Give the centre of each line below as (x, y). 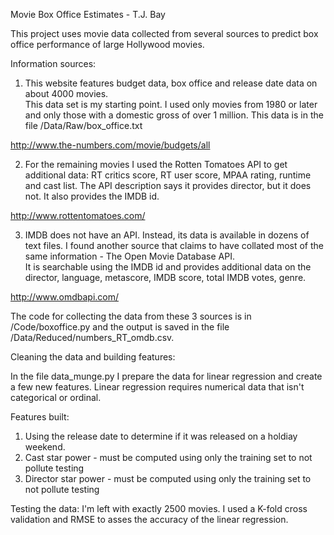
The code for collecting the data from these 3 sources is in (131, 316)
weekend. (45, 447)
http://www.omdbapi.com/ (65, 297)
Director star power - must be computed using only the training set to (168, 478)
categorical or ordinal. (56, 397)
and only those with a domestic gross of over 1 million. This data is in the (174, 115)
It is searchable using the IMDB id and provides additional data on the (168, 267)
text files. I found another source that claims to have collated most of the (174, 245)
